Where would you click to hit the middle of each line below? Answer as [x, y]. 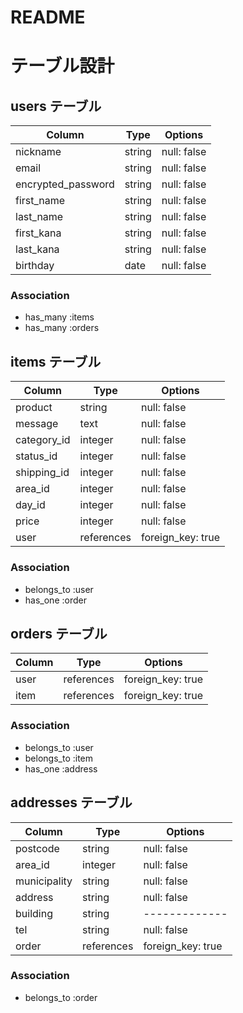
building [34, 913]
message [37, 424]
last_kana [37, 249]
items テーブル [56, 361]
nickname [38, 152]
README [48, 17]
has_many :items [59, 317]
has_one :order [55, 600]
